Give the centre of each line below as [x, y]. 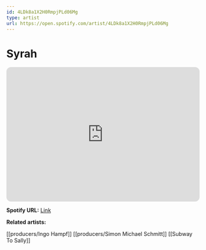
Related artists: [26, 222]
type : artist [23, 18]
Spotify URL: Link [29, 210]
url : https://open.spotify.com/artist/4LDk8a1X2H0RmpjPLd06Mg [87, 23]
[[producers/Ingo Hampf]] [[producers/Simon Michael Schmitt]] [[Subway [100, 234]
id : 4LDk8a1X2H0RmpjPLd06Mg [42, 12]
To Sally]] [18, 241]
